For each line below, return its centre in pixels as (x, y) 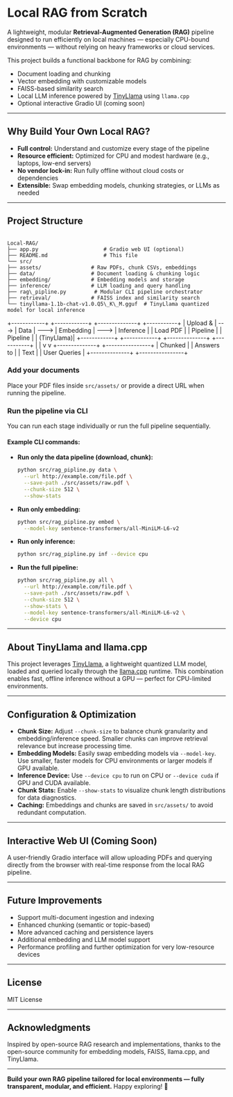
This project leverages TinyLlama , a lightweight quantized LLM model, (107, 664)
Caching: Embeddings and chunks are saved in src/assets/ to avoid (115, 805)
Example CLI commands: (44, 442)
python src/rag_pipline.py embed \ (69, 522)
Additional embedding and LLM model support (84, 939)
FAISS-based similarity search (60, 88)
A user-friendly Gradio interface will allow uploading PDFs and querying (110, 857)
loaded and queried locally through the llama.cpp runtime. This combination (115, 671)
